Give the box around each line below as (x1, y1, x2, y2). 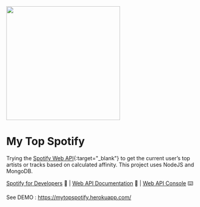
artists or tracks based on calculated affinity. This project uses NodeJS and (6, 161, 195, 168)
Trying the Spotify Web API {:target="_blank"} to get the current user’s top (6, 154, 190, 161)
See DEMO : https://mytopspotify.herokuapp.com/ (6, 194, 132, 201)
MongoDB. (6, 167, 33, 175)
